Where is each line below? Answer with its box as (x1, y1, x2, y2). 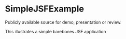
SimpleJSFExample (5, 3, 84, 14)
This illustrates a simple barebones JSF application (5, 28, 106, 34)
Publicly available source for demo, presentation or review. (5, 19, 122, 25)
